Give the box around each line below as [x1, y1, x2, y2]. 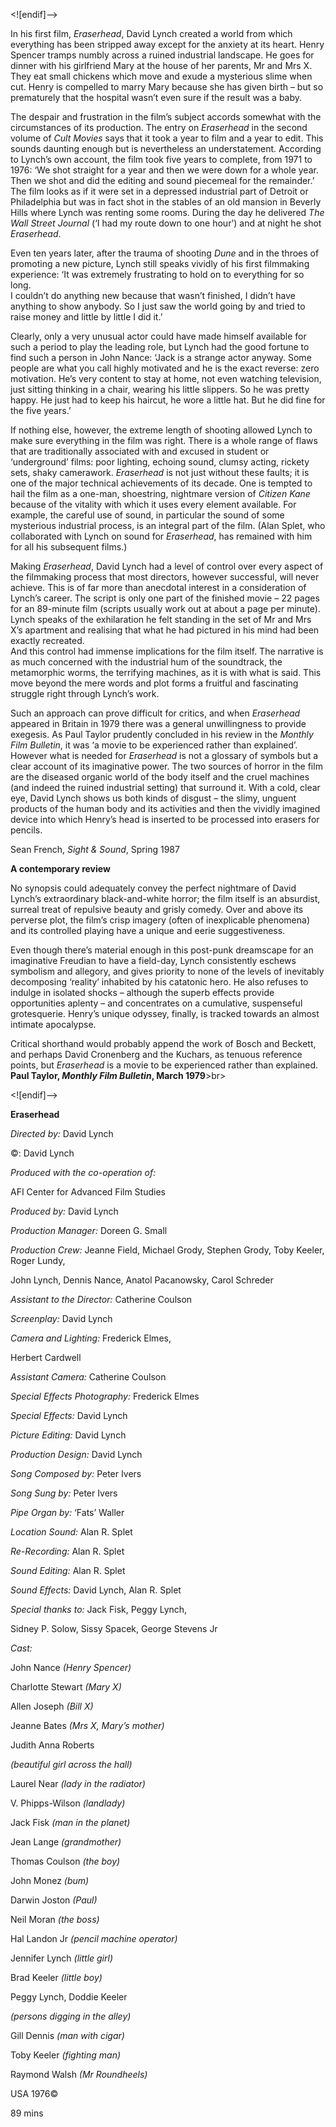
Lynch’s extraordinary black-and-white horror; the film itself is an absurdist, [10, 893, 321, 904]
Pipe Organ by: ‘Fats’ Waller [10, 1507, 125, 1518]
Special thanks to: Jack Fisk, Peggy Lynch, [10, 1604, 188, 1615]
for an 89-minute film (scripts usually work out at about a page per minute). [10, 603, 321, 614]
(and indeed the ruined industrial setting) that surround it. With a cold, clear [10, 782, 321, 793]
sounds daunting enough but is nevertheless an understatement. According [10, 143, 322, 154]
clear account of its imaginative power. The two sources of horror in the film [10, 760, 323, 772]
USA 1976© [10, 2088, 59, 2099]
